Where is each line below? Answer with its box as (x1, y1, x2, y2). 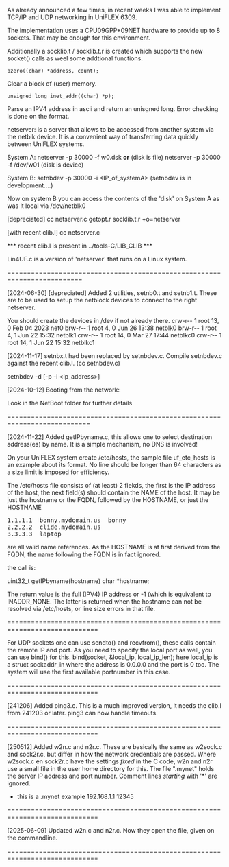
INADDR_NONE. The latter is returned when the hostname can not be (7, 597, 202, 606)
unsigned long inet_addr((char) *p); (7, 93, 115, 99)
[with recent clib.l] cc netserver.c (7, 228, 100, 236)
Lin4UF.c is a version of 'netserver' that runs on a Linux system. (7, 255, 187, 263)
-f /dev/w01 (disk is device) (7, 161, 84, 169)
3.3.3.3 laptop (7, 530, 62, 538)
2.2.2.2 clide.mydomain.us (7, 523, 101, 531)
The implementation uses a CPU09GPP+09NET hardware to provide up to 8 (7, 27, 221, 34)
